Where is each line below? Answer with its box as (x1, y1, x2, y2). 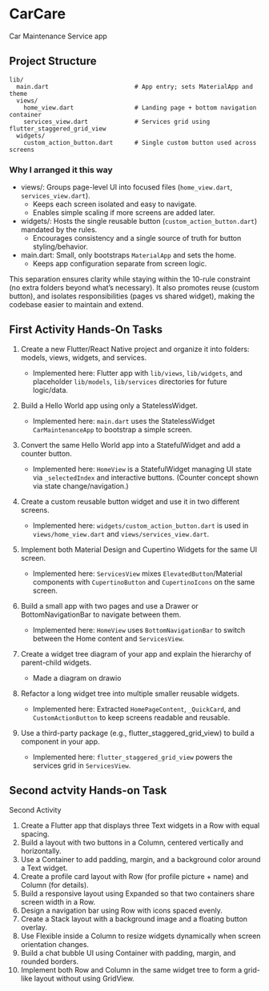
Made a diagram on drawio (32, 673, 122, 682)
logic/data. (32, 385, 69, 394)
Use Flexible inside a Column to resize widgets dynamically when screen (20, 931, 261, 941)
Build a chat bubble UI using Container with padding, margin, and (20, 948, 236, 957)
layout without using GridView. (34, 973, 134, 983)
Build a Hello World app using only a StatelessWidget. (20, 401, 199, 410)
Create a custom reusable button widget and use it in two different (20, 497, 240, 506)
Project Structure (9, 54, 97, 68)
